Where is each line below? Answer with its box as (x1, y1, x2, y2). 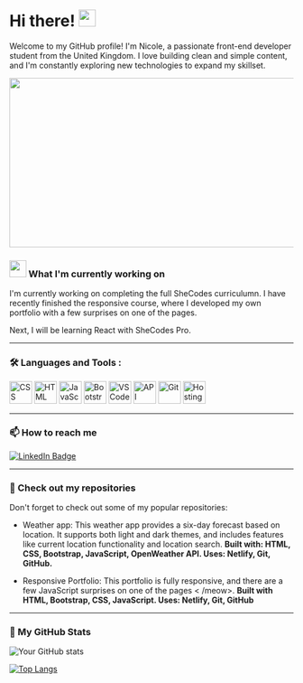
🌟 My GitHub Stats (9, 626, 92, 639)
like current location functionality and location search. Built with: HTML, (22, 538, 291, 550)
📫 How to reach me (9, 426, 97, 439)
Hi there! (9, 11, 76, 32)
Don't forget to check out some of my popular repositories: (9, 502, 228, 513)
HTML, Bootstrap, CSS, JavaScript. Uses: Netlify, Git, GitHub (22, 594, 254, 605)
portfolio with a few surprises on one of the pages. (9, 307, 197, 318)
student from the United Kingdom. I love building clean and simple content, (9, 50, 288, 61)
